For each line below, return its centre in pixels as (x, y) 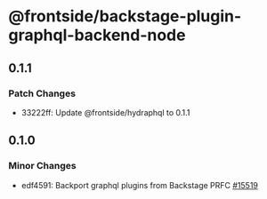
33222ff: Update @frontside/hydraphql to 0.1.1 (105, 112)
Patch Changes (42, 93)
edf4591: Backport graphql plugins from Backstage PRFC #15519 (140, 185)
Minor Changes (42, 166)
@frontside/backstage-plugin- (125, 16)
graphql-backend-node (97, 35)
